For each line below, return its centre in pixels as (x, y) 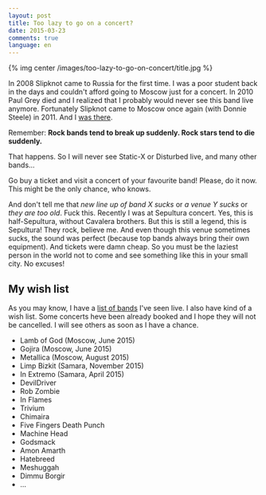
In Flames (36, 399)
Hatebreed (37, 458)
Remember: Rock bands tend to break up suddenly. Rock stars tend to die (131, 133)
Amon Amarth (43, 450)
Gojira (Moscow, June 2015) (66, 348)
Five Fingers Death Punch (62, 425)
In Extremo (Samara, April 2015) (72, 374)
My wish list (39, 289)
